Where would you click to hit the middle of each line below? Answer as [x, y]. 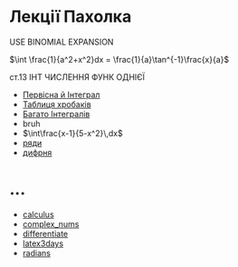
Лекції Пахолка [71, 17]
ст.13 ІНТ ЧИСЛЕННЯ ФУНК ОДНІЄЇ [77, 77]
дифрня [37, 153]
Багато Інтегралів [56, 114]
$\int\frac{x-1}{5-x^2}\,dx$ [73, 133]
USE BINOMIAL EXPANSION [62, 42]
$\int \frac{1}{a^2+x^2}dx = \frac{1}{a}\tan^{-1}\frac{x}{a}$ [119, 59]
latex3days [43, 243]
